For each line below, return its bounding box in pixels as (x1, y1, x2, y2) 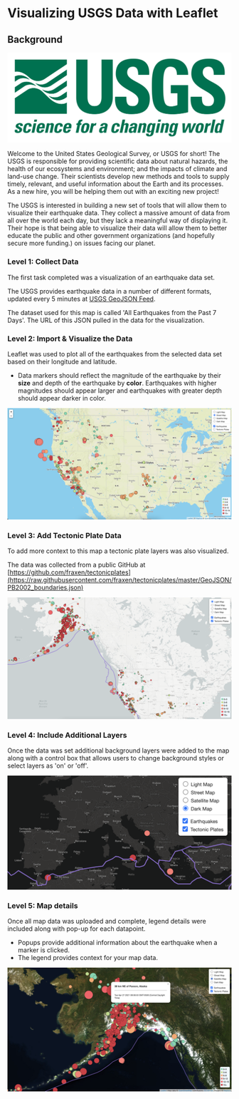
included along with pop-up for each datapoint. (7, 924, 146, 933)
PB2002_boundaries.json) (7, 583, 84, 592)
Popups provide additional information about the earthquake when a (17, 939, 218, 947)
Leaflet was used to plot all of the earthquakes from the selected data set (7, 349, 223, 358)
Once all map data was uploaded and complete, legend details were (7, 917, 206, 926)
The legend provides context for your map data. (17, 954, 159, 962)
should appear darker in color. (17, 393, 107, 402)
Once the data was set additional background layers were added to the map (7, 746, 230, 755)
